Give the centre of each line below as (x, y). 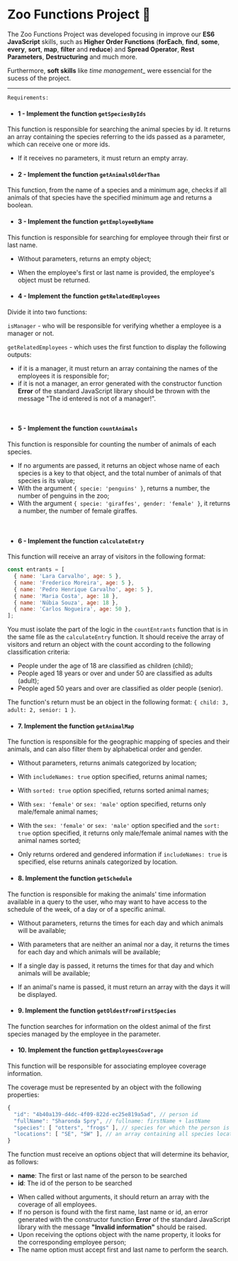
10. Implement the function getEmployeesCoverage (90, 1050)
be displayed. (37, 994)
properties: (23, 1094)
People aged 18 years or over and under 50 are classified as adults (115, 673)
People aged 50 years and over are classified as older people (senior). (120, 689)
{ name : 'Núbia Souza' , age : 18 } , (66, 603)
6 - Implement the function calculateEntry (81, 541)
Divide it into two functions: (47, 312)
